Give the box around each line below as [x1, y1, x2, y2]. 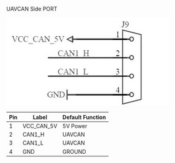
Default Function [62, 113, 106, 121]
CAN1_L [22, 139, 44, 146]
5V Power [62, 122, 87, 129]
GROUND [62, 148, 87, 155]
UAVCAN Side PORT [6, 6, 58, 12]
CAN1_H [22, 131, 45, 138]
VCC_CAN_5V [22, 122, 58, 129]
